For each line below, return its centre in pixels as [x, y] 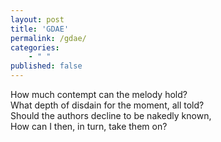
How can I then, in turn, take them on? [89, 126]
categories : [35, 47]
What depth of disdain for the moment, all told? [107, 105]
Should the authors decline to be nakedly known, [111, 115]
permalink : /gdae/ [48, 38]
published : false [46, 66]
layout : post [37, 19]
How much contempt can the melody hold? [99, 94]
